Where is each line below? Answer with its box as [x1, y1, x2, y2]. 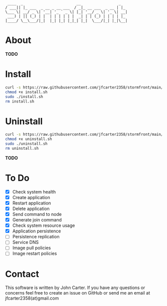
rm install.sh [5, 99, 35, 104]
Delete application [12, 205, 50, 211]
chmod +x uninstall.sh [5, 137, 52, 142]
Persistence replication [12, 234, 60, 240]
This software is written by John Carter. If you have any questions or [5, 285, 146, 291]
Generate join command [12, 217, 62, 223]
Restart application [12, 200, 51, 206]
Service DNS [12, 239, 39, 245]
